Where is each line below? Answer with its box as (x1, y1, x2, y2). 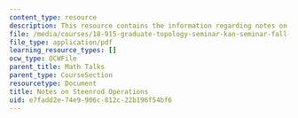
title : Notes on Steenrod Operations (9, 87, 149, 96)
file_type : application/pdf (9, 37, 114, 47)
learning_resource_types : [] (9, 46, 117, 55)
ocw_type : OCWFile (9, 54, 77, 63)
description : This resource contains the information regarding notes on (9, 21, 288, 30)
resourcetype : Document (9, 79, 98, 88)
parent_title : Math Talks (9, 63, 105, 72)
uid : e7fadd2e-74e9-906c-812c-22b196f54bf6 (9, 95, 173, 105)
